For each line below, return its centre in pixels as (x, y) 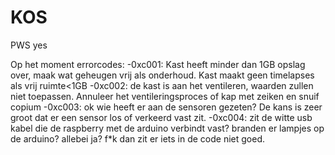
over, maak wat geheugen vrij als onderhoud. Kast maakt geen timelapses (162, 75)
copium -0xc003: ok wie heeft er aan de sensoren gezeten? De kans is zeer (166, 107)
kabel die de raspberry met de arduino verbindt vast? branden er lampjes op (167, 128)
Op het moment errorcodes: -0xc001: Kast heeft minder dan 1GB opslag (158, 64)
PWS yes (29, 45)
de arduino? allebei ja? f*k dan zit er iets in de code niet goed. (138, 138)
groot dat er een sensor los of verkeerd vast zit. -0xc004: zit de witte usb (161, 117)
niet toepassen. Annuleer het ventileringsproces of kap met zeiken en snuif (165, 96)
